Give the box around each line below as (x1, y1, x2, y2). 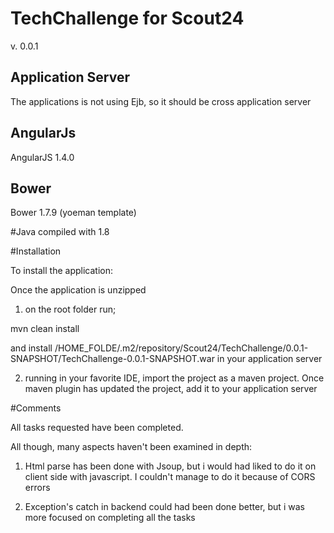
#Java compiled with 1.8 (10, 226, 110, 238)
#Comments (10, 402, 62, 414)
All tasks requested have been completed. (10, 422, 184, 434)
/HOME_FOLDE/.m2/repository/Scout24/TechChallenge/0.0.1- (54, 342, 309, 354)
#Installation (10, 245, 62, 257)
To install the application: (10, 265, 113, 277)
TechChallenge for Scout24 (10, 7, 245, 30)
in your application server (216, 353, 323, 365)
